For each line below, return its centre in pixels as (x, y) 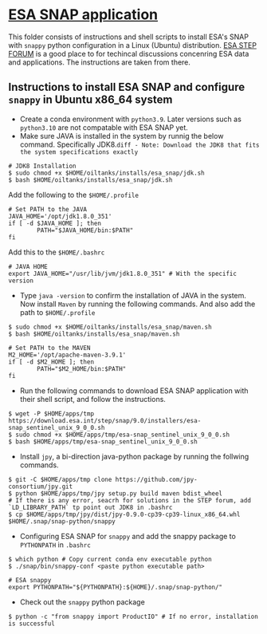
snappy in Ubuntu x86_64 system (90, 100)
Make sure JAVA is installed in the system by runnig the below (122, 136)
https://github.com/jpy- (156, 479)
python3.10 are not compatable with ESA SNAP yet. (104, 127)
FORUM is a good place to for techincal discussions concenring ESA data (129, 53)
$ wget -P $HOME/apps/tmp (51, 413)
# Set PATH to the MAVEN (49, 348)
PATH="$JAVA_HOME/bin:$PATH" (85, 230)
